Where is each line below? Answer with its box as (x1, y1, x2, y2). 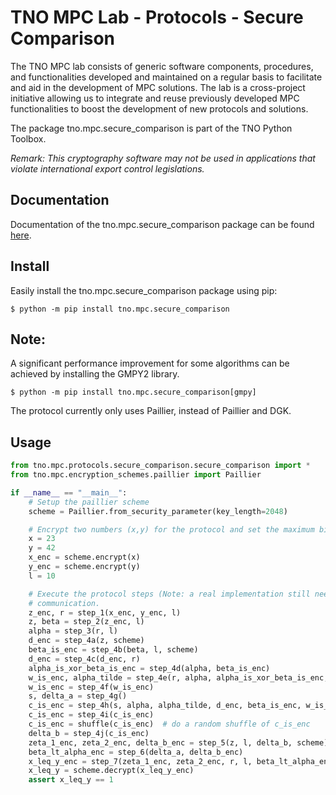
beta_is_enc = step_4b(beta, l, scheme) (28, 645, 199, 655)
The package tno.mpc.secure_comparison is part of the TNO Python (10, 122, 293, 134)
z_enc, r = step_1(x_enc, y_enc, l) (28, 607, 182, 618)
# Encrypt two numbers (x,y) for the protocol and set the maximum (28, 524, 315, 535)
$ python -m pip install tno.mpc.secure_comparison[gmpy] (10, 387, 257, 398)
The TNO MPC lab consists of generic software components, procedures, (10, 60, 314, 72)
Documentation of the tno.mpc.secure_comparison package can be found (10, 218, 315, 230)
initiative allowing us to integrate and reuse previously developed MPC (10, 92, 300, 104)
